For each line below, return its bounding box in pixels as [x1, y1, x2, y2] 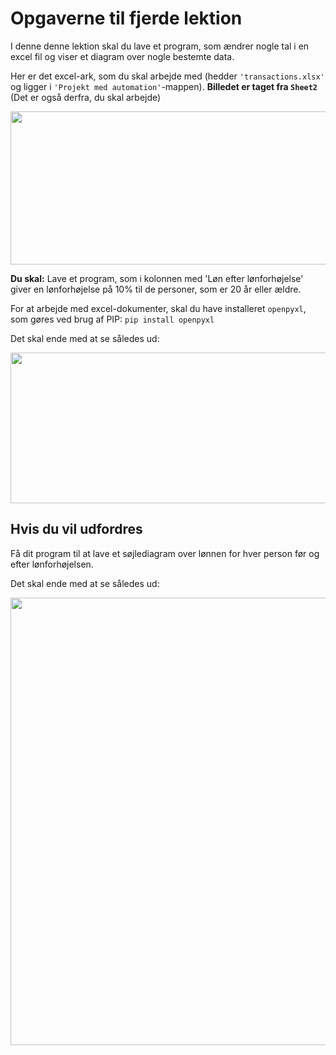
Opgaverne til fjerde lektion [10, 7, 243, 30]
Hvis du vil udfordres [10, 521, 143, 538]
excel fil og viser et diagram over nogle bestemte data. [10, 50, 235, 62]
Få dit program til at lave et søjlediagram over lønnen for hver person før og [10, 547, 320, 559]
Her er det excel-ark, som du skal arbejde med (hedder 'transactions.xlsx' [10, 70, 325, 82]
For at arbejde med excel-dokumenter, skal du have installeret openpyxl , [10, 302, 307, 314]
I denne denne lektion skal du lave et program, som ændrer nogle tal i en [10, 40, 310, 52]
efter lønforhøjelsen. [10, 558, 94, 570]
